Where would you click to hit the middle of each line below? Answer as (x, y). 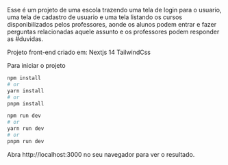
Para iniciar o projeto (37, 65)
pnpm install (26, 103)
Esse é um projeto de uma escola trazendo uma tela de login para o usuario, (114, 10)
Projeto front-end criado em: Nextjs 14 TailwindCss (79, 52)
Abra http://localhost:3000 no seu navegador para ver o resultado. (101, 154)
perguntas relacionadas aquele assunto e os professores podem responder (113, 31)
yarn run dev (26, 129)
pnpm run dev (26, 141)
